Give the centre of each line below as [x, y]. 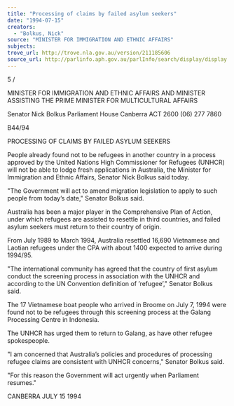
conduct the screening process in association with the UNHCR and [104, 276]
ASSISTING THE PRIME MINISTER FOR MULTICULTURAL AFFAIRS [103, 100]
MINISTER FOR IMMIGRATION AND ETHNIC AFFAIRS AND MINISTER [106, 93]
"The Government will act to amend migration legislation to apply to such [112, 191]
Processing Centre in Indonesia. [53, 319]
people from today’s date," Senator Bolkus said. [76, 198]
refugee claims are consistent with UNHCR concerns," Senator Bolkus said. [116, 361]
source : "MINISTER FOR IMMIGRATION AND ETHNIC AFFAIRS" [90, 40]
